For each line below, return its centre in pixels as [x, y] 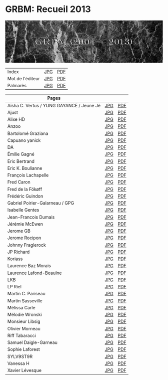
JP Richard [18, 252]
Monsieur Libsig [24, 321]
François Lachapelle [28, 175]
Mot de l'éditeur [23, 79]
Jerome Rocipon [24, 238]
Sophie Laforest [23, 349]
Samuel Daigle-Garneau [32, 342]
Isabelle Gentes [23, 210]
